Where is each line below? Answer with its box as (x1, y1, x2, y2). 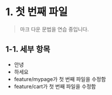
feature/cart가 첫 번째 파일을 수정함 (13, 83, 96, 90)
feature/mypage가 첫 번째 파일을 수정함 (13, 75, 106, 82)
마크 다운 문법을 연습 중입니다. (19, 26, 89, 33)
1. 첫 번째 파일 (5, 5, 68, 19)
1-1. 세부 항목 (5, 44, 50, 54)
